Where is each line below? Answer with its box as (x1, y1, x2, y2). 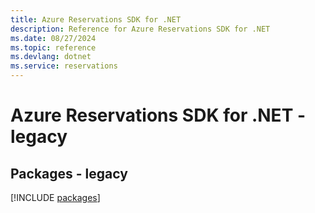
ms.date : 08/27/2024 (10, 33, 97, 43)
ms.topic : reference (10, 42, 97, 53)
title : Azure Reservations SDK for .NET (10, 14, 182, 25)
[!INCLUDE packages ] (10, 192, 101, 203)
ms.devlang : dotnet (10, 52, 92, 62)
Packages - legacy (10, 165, 128, 182)
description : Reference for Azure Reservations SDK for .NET (10, 24, 271, 34)
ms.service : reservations (10, 61, 118, 71)
